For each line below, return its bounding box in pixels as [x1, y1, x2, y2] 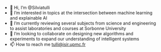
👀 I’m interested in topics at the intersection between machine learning [9, 10, 153, 16]
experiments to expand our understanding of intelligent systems [9, 36, 139, 42]
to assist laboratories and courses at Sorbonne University [9, 26, 126, 31]
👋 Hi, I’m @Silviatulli [9, 5, 50, 10]
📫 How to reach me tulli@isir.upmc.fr [9, 42, 86, 47]
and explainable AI [9, 15, 48, 21]
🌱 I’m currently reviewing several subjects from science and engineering [9, 20, 156, 26]
